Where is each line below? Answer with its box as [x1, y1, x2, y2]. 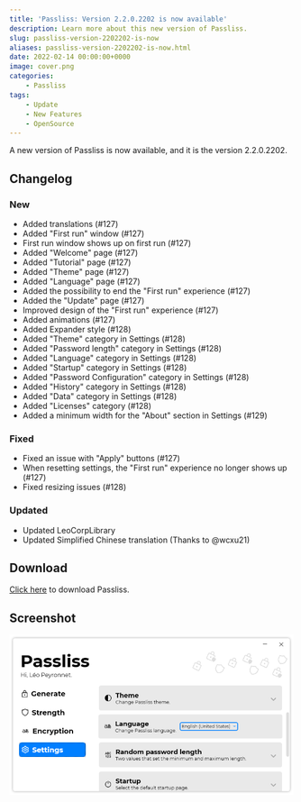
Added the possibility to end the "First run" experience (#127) [22, 285, 251, 296]
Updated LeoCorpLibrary [22, 524, 115, 535]
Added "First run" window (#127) [22, 228, 145, 239]
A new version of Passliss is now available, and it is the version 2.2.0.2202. [9, 145, 288, 156]
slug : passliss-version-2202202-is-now [9, 33, 160, 42]
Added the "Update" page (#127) [22, 295, 145, 305]
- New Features [25, 109, 83, 119]
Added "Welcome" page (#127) [22, 247, 138, 258]
